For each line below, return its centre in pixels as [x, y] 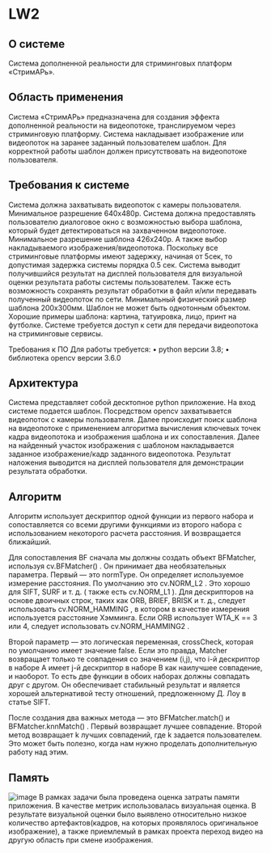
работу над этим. [38, 752]
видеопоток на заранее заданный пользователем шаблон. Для [117, 142]
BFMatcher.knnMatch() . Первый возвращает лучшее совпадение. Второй [135, 726]
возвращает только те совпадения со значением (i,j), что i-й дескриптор [134, 659]
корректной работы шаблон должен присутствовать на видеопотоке [128, 151]
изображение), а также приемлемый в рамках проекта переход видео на [136, 832]
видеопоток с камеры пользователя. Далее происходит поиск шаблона [133, 420]
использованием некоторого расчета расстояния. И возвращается [125, 534]
